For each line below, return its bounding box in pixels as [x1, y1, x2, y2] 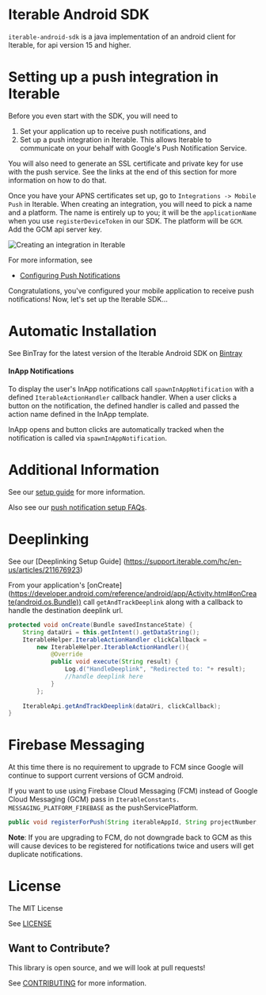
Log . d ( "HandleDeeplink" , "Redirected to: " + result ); [64, 665, 246, 673]
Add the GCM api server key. [8, 224, 103, 234]
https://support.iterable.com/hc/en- [125, 557, 242, 566]
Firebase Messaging [8, 736, 145, 754]
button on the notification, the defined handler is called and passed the [8, 401, 240, 411]
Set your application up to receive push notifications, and [19, 126, 207, 136]
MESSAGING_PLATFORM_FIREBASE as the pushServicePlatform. [8, 803, 199, 813]
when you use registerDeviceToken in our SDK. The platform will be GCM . [8, 216, 244, 225]
